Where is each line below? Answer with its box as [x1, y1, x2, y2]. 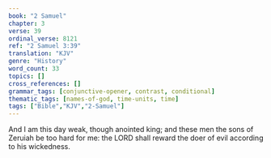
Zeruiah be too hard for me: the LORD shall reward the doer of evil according [8, 133, 264, 143]
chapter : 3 [8, 19, 45, 28]
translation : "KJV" [8, 49, 74, 58]
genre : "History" [8, 58, 67, 66]
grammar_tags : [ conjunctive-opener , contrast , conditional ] [8, 87, 216, 96]
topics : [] [8, 72, 45, 80]
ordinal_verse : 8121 [8, 34, 78, 43]
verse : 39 [8, 27, 42, 35]
